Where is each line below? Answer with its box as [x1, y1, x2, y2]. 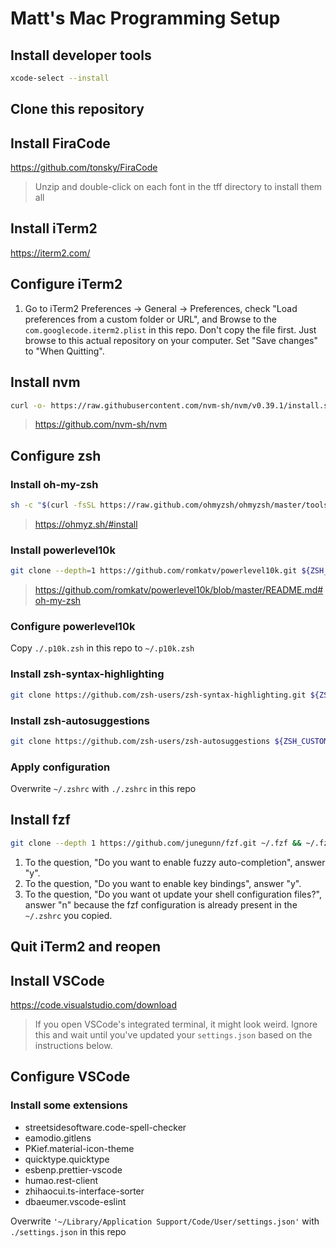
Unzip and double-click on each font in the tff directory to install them [34, 181, 323, 193]
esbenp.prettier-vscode [24, 1163, 123, 1176]
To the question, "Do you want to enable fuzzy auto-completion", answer [24, 856, 326, 868]
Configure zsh [10, 447, 102, 464]
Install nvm [10, 374, 81, 391]
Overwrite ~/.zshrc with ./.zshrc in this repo [10, 783, 197, 795]
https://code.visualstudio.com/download [10, 998, 177, 1011]
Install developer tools [10, 47, 152, 64]
